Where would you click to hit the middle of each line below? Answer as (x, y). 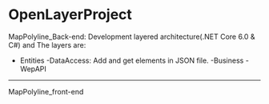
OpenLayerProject (70, 15)
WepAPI (33, 68)
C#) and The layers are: (47, 44)
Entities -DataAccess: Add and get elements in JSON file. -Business (132, 60)
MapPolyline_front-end (46, 91)
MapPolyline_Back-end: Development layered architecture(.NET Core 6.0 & (132, 37)
